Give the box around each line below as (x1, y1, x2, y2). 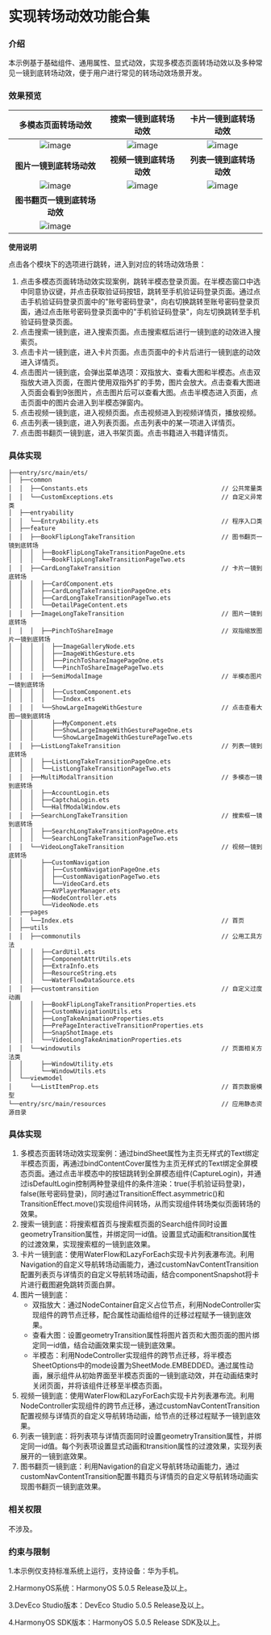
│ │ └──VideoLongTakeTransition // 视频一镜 (8, 843, 256, 851)
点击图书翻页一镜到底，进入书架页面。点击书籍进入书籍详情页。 (19, 427, 232, 437)
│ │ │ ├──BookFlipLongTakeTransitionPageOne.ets (8, 549, 186, 557)
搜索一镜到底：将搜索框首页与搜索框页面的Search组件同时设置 (19, 1219, 228, 1229)
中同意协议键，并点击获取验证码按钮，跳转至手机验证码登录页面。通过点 (19, 286, 261, 296)
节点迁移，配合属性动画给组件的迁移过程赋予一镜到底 (67, 1310, 244, 1320)
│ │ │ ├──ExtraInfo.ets (8, 962, 99, 970)
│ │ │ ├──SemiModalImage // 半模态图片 (8, 672, 263, 681)
